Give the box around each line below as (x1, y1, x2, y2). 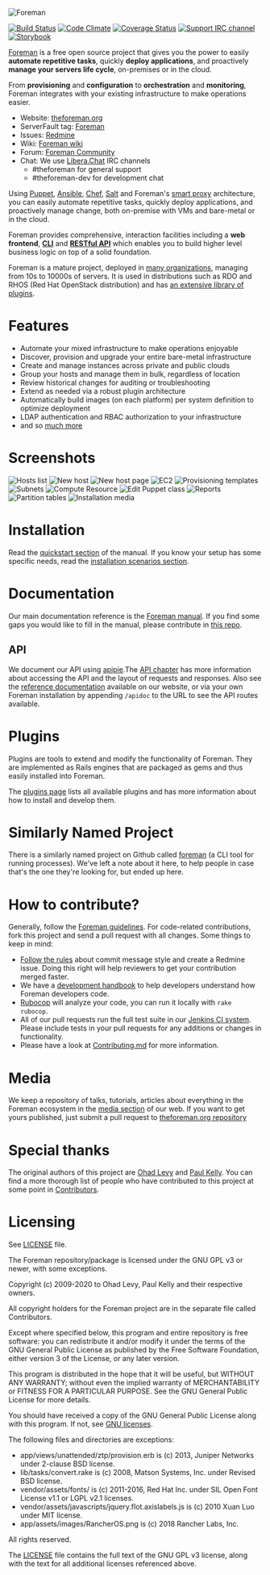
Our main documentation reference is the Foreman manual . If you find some (8, 611, 260, 620)
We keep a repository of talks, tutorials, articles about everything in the (8, 1096, 244, 1105)
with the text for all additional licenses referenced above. (8, 1559, 197, 1569)
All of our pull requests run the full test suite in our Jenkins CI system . (19, 1015, 251, 1025)
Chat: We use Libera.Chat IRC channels (19, 156, 151, 165)
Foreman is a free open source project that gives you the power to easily (8, 48, 250, 56)
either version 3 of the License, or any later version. (8, 1354, 180, 1364)
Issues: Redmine (19, 130, 75, 140)
